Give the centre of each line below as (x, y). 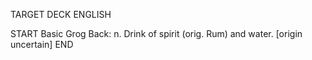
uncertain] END (42, 44)
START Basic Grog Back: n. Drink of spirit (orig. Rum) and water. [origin (156, 33)
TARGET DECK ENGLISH (61, 14)
